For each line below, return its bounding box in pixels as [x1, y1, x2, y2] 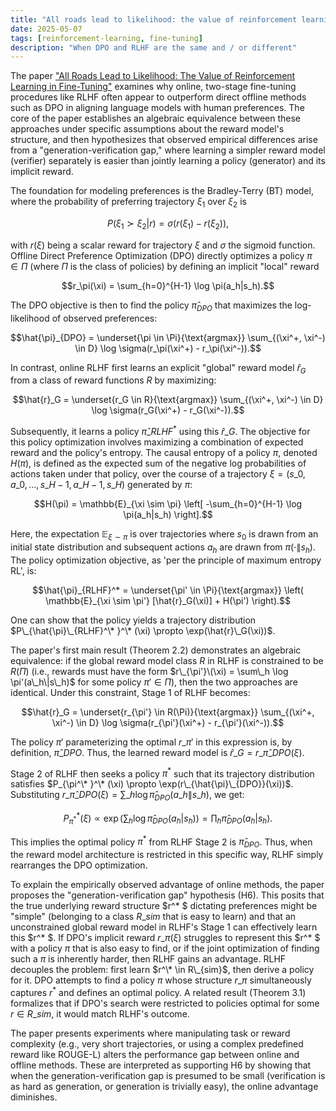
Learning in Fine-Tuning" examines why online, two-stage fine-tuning [10, 81, 297, 93]
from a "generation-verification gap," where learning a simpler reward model [10, 144, 326, 156]
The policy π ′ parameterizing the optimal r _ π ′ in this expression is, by [10, 736, 293, 748]
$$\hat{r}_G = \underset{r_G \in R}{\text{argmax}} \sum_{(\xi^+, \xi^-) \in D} [12, 394, 324, 406]
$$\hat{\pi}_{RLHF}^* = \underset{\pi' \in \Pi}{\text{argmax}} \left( [32, 584, 304, 596]
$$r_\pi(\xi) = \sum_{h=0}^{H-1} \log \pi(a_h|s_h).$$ [61, 279, 275, 291]
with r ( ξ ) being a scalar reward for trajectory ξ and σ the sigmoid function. [10, 239, 316, 251]
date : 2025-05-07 [10, 24, 83, 34]
